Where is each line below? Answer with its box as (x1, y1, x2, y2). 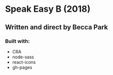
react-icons (12, 59, 36, 65)
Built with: (5, 38, 30, 45)
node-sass (12, 54, 34, 60)
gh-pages (12, 64, 32, 70)
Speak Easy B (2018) (5, 3, 91, 15)
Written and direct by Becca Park (5, 23, 108, 31)
